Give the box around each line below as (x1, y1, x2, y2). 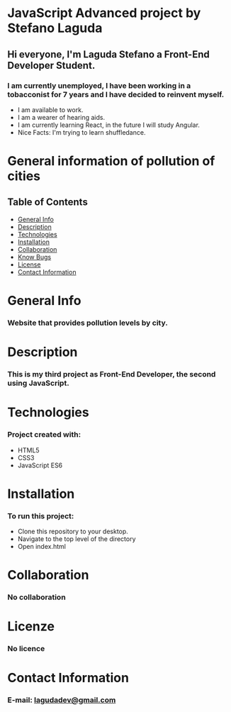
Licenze (7, 618, 55, 635)
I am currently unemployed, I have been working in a (7, 80, 191, 90)
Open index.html (17, 543, 66, 551)
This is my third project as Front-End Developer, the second (7, 369, 216, 379)
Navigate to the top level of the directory (17, 535, 136, 543)
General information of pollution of (7, 153, 215, 169)
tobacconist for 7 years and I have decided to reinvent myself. (7, 89, 225, 99)
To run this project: (7, 511, 74, 521)
